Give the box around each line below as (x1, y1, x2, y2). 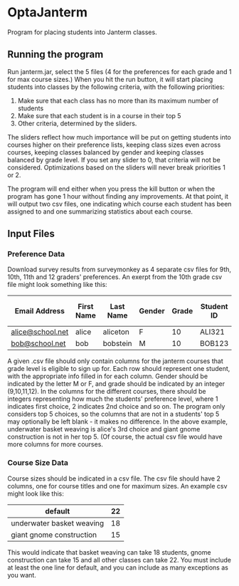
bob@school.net (11, 339, 66, 349)
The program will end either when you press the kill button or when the (7, 184, 216, 193)
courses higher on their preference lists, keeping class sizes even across (7, 140, 221, 149)
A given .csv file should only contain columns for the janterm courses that (7, 357, 223, 365)
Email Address (14, 306, 65, 316)
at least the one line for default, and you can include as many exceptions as (7, 563, 229, 572)
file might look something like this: (7, 281, 108, 289)
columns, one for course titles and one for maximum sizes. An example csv (7, 481, 228, 490)
